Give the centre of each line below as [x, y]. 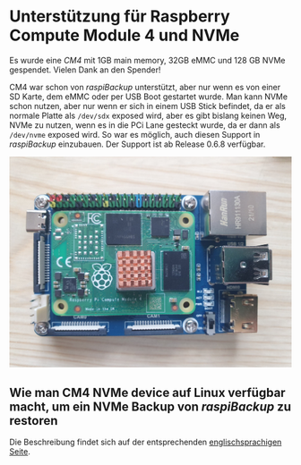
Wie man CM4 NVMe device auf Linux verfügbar [147, 392]
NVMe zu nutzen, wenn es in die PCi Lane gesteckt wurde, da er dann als [145, 125]
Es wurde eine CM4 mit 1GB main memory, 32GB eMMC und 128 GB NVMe [147, 60]
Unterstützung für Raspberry [120, 17]
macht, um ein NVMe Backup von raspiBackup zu [150, 406]
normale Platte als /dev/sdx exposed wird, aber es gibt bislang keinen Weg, [148, 115]
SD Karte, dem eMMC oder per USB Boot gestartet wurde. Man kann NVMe [149, 97]
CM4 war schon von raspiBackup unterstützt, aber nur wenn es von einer [145, 87]
